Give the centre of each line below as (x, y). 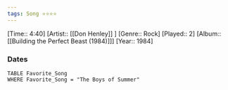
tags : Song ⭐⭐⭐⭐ (32, 14)
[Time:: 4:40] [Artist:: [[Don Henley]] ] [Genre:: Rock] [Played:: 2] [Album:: (114, 33)
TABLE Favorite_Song (38, 73)
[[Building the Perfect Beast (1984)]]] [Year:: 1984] (80, 41)
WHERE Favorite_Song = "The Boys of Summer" (74, 80)
